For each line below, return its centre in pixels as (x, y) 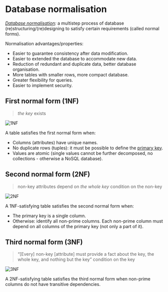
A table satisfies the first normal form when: (51, 133)
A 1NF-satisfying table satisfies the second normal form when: (69, 206)
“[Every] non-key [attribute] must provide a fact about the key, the (86, 254)
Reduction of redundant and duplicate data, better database (74, 64)
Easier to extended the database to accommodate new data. (75, 58)
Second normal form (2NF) (48, 174)
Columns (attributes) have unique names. (55, 142)
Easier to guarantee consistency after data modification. (70, 53)
